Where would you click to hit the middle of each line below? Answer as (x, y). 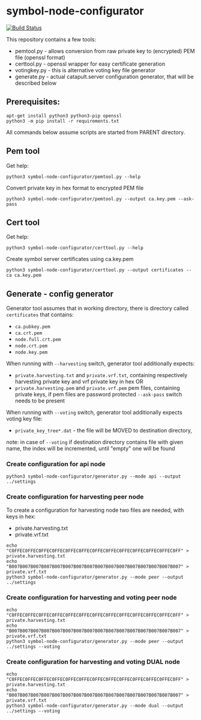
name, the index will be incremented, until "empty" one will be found (91, 449)
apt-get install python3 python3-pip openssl (64, 115)
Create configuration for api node (56, 464)
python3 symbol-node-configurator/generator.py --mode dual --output (95, 706)
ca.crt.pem (28, 333)
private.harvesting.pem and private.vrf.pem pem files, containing (97, 388)
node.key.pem (31, 352)
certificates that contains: (40, 315)
